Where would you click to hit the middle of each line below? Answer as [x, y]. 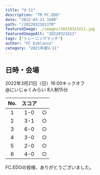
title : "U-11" [21, 10]
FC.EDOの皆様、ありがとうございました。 [49, 167]
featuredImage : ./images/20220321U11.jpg [50, 29]
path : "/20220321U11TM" [31, 24]
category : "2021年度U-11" [32, 48]
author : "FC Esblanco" [29, 43]
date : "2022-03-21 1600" [32, 19]
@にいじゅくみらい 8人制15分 [37, 90]
